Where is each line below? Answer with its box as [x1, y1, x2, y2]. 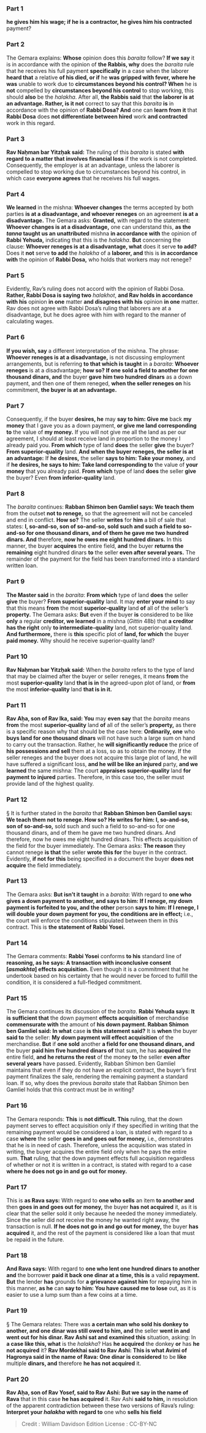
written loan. [6, 562, 38, 569]
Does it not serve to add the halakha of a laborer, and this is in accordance [6, 250, 198, 257]
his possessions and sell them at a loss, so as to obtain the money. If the [6, 747, 191, 755]
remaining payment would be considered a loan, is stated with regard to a [6, 1128, 192, 1135]
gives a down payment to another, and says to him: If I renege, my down [6, 897, 193, 904]
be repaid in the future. [6, 1236, 64, 1243]
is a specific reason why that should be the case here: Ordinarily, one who [6, 728, 195, 736]
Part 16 [6, 1101, 28, 1110]
